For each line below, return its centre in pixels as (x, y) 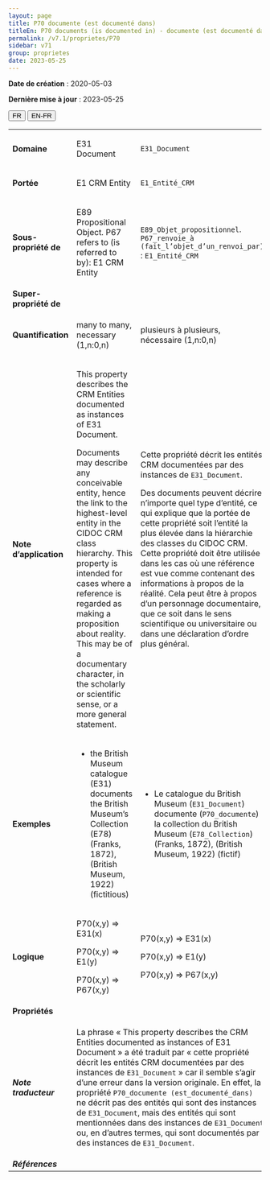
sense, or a (97, 703)
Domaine (30, 148)
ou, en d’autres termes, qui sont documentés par (168, 1133)
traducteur (33, 1092)
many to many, (104, 324)
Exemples (31, 823)
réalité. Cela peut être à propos (198, 593)
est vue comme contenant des (198, 573)
